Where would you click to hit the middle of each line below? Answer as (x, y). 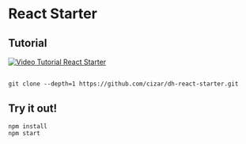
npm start (25, 134)
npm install (28, 127)
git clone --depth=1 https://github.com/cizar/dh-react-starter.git (123, 84)
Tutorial (28, 43)
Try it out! (33, 108)
